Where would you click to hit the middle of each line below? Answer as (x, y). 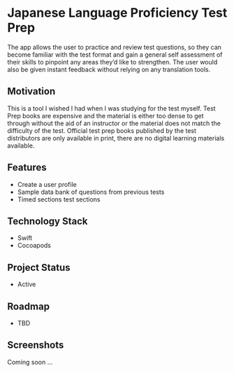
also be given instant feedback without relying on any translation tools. (109, 69)
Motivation (31, 91)
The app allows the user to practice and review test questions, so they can (115, 47)
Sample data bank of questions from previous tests (91, 192)
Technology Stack (47, 221)
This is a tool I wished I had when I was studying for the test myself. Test (111, 108)
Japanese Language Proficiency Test (117, 13)
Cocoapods (34, 246)
